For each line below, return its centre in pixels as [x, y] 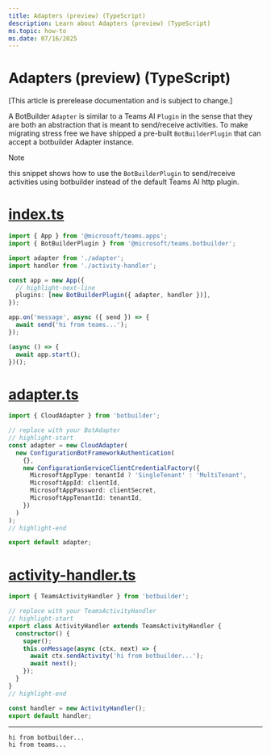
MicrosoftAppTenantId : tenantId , [86, 498]
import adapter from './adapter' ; [67, 258]
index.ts [36, 214]
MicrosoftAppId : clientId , [75, 483]
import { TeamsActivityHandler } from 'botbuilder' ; [99, 597]
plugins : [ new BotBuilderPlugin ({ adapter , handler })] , [113, 296]
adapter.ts [44, 394]
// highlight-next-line [55, 287]
